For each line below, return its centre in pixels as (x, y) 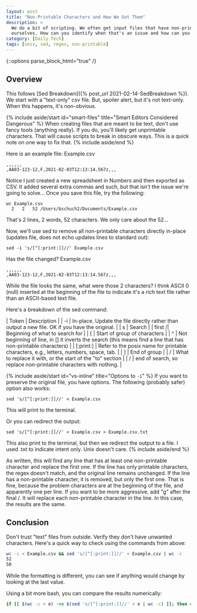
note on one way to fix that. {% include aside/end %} (70, 142)
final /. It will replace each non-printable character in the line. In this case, (95, 498)
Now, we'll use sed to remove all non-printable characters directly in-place (96, 231)
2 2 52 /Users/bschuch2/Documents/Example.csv (74, 209)
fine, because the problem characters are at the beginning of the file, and (95, 485)
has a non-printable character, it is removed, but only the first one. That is (95, 479)
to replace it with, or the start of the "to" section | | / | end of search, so (92, 358)
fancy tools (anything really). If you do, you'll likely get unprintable (86, 130)
